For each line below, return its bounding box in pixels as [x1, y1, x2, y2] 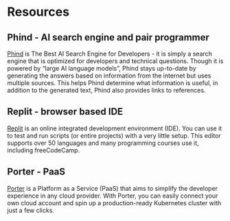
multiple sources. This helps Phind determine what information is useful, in [7, 79, 218, 86]
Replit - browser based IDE [7, 106, 124, 117]
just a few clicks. [7, 206, 55, 214]
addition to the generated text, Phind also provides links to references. [7, 86, 206, 94]
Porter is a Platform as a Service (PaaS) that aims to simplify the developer [7, 184, 218, 192]
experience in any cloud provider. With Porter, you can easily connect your [7, 191, 218, 200]
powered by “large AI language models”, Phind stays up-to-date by [7, 65, 197, 72]
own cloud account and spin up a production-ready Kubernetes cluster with [7, 198, 222, 207]
